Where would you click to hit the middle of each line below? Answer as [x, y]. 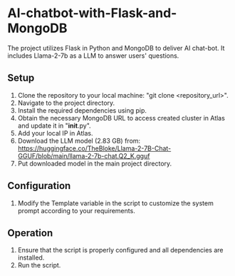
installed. [31, 257]
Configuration [39, 186]
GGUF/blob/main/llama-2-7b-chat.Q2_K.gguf [84, 155]
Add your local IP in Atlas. [56, 133]
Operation [30, 233]
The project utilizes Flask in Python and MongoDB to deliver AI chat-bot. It [116, 48]
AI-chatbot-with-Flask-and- [92, 13]
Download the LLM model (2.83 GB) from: [79, 140]
